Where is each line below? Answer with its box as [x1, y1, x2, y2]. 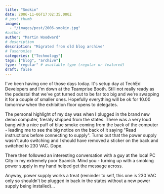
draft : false [5, 67, 32, 72]
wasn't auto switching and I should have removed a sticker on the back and [5, 138, 159, 144]
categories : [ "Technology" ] [5, 53, 63, 58]
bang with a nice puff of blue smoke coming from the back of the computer [5, 122, 159, 128]
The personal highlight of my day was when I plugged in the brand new [5, 111, 150, 117]
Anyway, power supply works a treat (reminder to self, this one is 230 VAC [5, 173, 157, 178]
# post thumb [5, 16, 32, 21]
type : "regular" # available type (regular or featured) [5, 62, 125, 67]
